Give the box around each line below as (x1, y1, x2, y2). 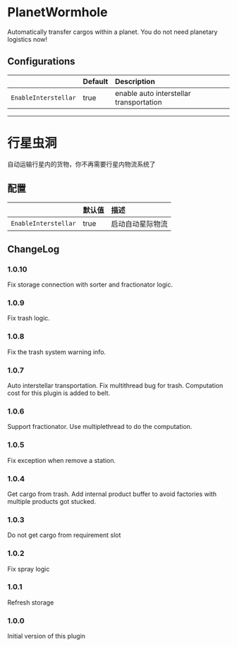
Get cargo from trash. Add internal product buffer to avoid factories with (7, 490, 217, 498)
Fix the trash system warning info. (7, 347, 107, 356)
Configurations (7, 56, 75, 68)
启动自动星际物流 (111, 219, 168, 229)
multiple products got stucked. (7, 497, 97, 505)
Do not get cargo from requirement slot (7, 531, 121, 540)
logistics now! (7, 35, 48, 43)
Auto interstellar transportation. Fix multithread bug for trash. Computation (7, 382, 224, 390)
